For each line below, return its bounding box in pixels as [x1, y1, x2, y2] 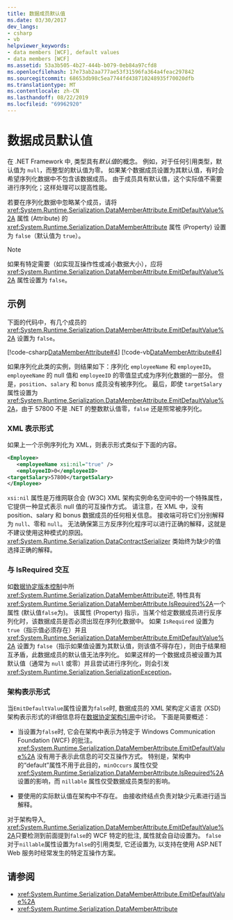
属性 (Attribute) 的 [17, 213, 68, 223]
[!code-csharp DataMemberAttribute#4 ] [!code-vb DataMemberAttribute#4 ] [7, 348, 223, 356]
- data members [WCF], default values [7, 49, 120, 56]
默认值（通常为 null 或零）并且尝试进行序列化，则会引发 [7, 659, 170, 668]
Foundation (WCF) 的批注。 [17, 736, 96, 744]
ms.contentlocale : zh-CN [7, 88, 79, 95]
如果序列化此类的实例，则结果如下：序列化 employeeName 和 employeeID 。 [7, 362, 216, 371]
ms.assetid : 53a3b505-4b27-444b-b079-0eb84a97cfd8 [7, 62, 157, 69]
